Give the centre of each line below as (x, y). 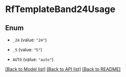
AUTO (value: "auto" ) (33, 59)
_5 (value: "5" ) (27, 50)
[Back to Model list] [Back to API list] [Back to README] (63, 69)
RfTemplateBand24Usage (60, 9)
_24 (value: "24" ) (29, 40)
